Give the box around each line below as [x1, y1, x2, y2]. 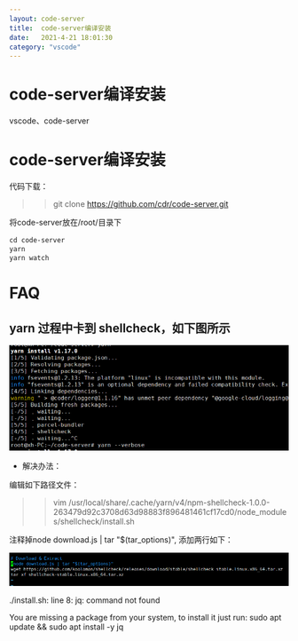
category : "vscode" [9, 43, 82, 51]
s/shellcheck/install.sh [52, 516, 135, 526]
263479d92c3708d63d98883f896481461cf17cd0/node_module [52, 506, 287, 517]
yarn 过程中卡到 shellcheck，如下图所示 [9, 320, 231, 336]
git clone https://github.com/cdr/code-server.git [52, 199, 229, 210]
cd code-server [9, 236, 66, 245]
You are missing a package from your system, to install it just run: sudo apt [9, 612, 282, 622]
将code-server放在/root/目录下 [9, 218, 122, 228]
